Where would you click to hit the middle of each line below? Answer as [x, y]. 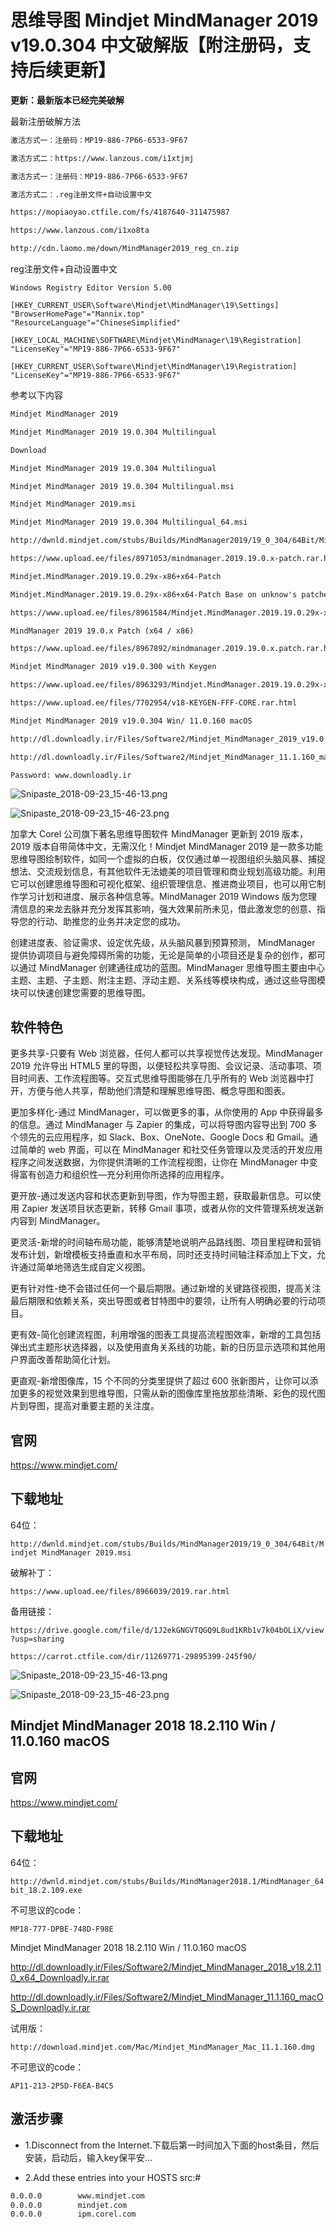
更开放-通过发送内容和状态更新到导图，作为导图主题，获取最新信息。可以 [161, 1196]
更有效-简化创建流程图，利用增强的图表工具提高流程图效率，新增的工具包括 [166, 1335]
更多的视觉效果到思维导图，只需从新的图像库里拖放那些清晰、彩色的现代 [167, 1393]
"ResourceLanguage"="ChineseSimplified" [96, 323]
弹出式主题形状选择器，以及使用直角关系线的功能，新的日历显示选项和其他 [163, 1347]
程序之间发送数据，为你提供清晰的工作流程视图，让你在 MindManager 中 [160, 1162]
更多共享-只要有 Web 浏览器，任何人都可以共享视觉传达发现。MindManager [166, 1053]
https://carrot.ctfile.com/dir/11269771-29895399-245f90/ [133, 1656]
